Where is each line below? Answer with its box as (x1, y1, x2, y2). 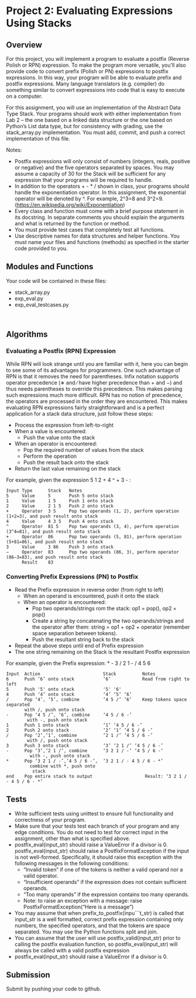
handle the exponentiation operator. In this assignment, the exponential (14, 189, 186, 196)
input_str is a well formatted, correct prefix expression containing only (14, 915, 184, 922)
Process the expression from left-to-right (14, 421, 114, 428)
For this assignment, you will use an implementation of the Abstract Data (6, 104, 181, 111)
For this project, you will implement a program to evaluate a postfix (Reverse (6, 56, 190, 62)
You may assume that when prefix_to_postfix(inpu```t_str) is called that (14, 909, 184, 917)
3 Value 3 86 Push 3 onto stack (6, 544, 114, 550)
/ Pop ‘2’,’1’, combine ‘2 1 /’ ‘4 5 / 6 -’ (6, 732, 153, 738)
